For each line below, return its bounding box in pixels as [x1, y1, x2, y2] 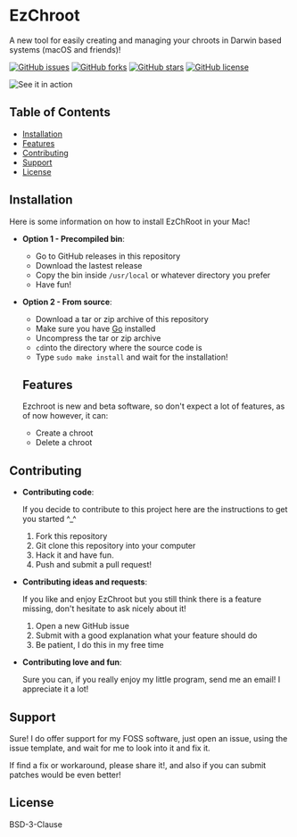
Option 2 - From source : [21, 296, 113, 307]
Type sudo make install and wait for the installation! [35, 352, 229, 362]
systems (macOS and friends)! [9, 44, 121, 54]
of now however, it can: [21, 410, 109, 421]
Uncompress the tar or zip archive [35, 332, 161, 344]
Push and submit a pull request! [35, 559, 153, 570]
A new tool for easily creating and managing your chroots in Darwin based [9, 35, 282, 46]
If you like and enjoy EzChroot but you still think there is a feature [21, 594, 261, 605]
